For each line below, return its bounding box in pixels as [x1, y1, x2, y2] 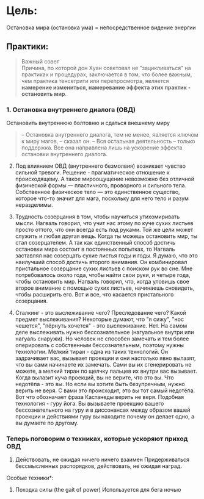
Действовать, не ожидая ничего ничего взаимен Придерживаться [15, 456, 190, 464]
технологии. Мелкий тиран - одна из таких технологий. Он [15, 348, 169, 356]
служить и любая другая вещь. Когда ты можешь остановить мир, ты [15, 232, 197, 240]
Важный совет [21, 57, 59, 65]
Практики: [6, 41, 49, 52]
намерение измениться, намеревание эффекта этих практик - [21, 84, 191, 91]
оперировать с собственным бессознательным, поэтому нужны [15, 342, 184, 349]
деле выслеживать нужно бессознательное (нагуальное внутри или [15, 329, 194, 336]
